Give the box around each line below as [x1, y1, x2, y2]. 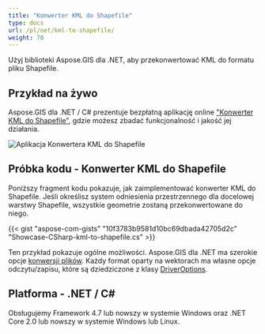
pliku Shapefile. [8, 64, 59, 73]
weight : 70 [8, 33, 44, 42]
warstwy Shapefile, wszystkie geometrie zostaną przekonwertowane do [8, 200, 244, 209]
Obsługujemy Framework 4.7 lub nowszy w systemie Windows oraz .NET [8, 308, 247, 317]
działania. [8, 124, 40, 134]
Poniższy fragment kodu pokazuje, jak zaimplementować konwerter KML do [8, 183, 256, 193]
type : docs [8, 19, 44, 27]
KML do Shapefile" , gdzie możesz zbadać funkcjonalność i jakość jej [8, 116, 232, 126]
